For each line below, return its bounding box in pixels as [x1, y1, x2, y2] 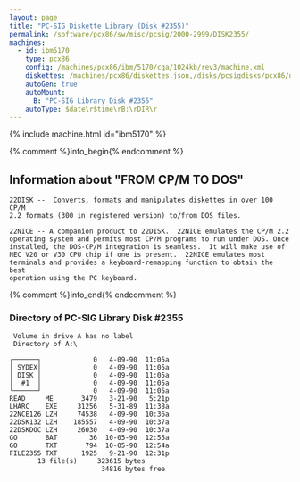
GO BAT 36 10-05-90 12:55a [9, 434, 170, 443]
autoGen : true [25, 79, 78, 88]
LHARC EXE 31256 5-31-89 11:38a [9, 403, 170, 411]
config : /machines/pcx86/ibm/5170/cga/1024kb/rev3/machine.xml [25, 63, 266, 72]
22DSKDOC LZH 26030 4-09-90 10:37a [9, 426, 170, 435]
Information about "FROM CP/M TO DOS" [9, 171, 244, 187]
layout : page [9, 12, 58, 22]
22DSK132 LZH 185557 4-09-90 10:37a [9, 418, 170, 427]
